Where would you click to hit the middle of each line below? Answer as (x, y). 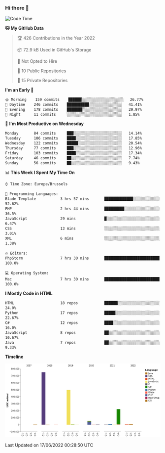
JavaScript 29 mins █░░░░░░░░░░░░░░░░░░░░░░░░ (82, 219)
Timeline (14, 357)
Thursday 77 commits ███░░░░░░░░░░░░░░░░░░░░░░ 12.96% (73, 148)
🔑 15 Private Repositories (42, 81)
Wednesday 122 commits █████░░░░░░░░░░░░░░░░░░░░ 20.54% (73, 143)
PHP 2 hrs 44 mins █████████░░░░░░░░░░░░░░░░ (82, 209)
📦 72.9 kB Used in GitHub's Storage (54, 50)
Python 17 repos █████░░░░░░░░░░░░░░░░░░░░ (82, 313)
